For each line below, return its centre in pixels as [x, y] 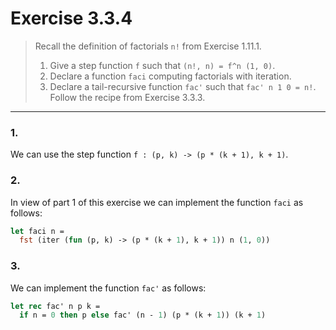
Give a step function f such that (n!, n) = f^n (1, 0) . [162, 65]
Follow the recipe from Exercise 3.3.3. [127, 97]
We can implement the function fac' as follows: [108, 288]
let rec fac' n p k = [55, 306]
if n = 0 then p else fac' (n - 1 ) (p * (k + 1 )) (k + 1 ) [143, 315]
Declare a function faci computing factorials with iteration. [170, 76]
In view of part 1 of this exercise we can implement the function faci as [157, 202]
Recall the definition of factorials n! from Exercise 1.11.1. [148, 46]
